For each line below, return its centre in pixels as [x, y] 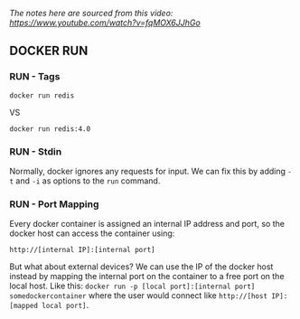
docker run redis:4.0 [50, 129]
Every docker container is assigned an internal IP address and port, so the [147, 224]
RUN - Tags [35, 77]
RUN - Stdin [36, 151]
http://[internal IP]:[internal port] [82, 250]
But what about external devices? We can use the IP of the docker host [141, 267]
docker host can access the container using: [92, 233]
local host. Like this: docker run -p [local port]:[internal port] [132, 286]
